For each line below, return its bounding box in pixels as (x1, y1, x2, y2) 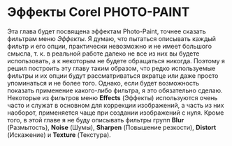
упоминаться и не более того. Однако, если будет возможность (7, 79, 200, 87)
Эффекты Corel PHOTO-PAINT (7, 4, 190, 20)
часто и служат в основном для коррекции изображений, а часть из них (7, 101, 225, 109)
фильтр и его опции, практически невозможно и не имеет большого (7, 42, 212, 50)
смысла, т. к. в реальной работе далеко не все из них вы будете (7, 49, 200, 58)
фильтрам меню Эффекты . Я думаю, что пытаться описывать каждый (7, 34, 217, 42)
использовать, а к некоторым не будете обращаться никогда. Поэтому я (7, 56, 226, 65)
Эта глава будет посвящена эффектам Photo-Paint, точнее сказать (7, 27, 206, 35)
